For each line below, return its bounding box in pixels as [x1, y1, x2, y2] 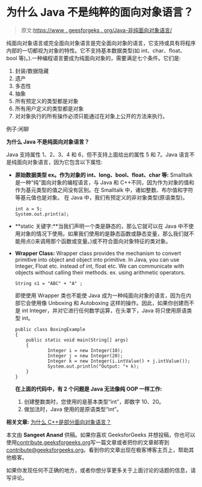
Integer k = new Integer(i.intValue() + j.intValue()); [47, 358, 191, 364]
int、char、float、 [141, 46, 186, 54]
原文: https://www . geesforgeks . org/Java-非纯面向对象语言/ [20, 27, 173, 34]
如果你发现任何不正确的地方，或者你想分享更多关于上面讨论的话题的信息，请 [6, 467, 196, 474]
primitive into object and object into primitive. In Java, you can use [14, 256, 180, 263]
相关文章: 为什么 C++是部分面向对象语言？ [6, 418, 112, 426]
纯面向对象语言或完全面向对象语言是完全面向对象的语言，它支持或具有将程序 [6, 39, 196, 46]
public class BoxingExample [14, 326, 85, 332]
